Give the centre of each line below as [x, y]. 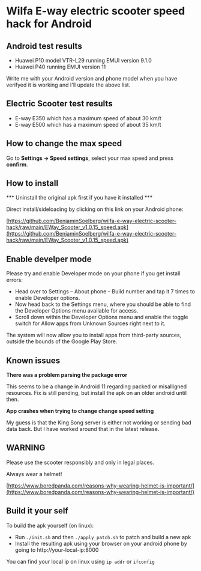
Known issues [33, 360]
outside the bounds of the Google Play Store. [62, 341]
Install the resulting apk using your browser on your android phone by [101, 543]
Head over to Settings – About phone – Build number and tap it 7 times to [105, 292]
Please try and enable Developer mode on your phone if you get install [93, 273]
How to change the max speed [64, 143]
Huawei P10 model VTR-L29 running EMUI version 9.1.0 [83, 60]
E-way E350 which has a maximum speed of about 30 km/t [88, 118]
